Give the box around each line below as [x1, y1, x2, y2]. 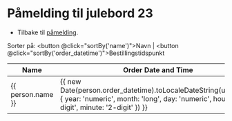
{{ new [59, 76, 81, 86]
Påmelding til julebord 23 [7, 5, 153, 21]
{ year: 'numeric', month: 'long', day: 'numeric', [59, 93, 212, 103]
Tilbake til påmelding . [17, 28, 79, 36]
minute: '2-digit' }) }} [79, 102, 148, 112]
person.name [10, 89, 54, 99]
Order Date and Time [123, 65, 193, 74]
